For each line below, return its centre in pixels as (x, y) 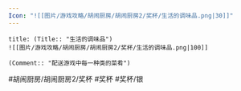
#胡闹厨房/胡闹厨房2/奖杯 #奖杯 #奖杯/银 (76, 79)
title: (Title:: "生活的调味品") (61, 39)
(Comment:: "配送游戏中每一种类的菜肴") (69, 63)
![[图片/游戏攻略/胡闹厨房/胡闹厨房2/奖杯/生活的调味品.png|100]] (108, 47)
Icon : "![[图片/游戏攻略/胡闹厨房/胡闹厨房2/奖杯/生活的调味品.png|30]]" (121, 16)
